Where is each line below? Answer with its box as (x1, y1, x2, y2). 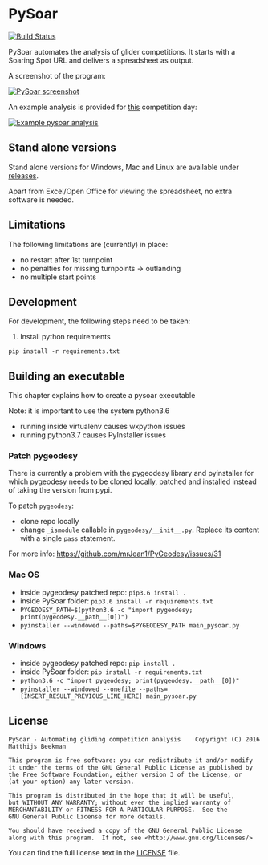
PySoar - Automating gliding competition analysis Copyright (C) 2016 (8, 735, 261, 743)
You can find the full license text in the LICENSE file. (8, 847, 181, 857)
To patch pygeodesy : (8, 501, 74, 510)
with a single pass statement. (19, 534, 116, 543)
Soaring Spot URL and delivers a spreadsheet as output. (8, 55, 194, 65)
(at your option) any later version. (8, 778, 135, 786)
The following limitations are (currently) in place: (8, 239, 169, 249)
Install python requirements (19, 332, 111, 342)
